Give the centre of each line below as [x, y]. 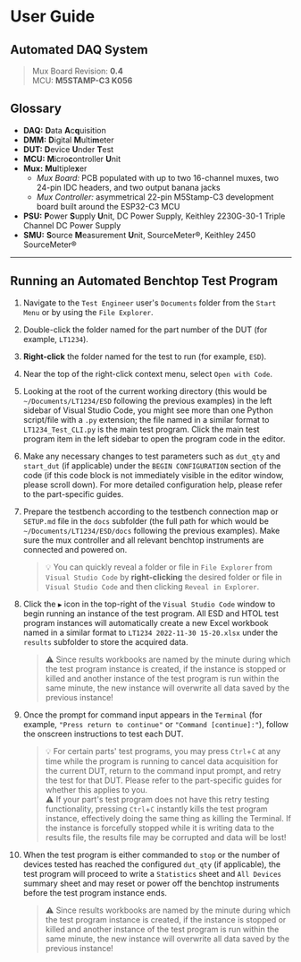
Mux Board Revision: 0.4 [77, 71]
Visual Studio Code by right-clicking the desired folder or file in [163, 577]
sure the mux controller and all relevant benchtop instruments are [143, 540]
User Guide [53, 17]
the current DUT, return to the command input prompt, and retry [163, 770]
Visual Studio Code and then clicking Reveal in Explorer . [152, 586]
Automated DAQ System [79, 50]
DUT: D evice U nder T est [68, 149]
